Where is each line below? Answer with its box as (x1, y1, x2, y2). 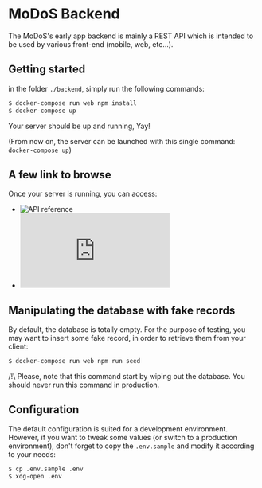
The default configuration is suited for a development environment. (8, 424, 229, 434)
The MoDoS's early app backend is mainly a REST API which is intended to (8, 31, 254, 41)
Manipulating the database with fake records (8, 303, 236, 317)
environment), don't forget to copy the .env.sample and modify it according (8, 441, 255, 451)
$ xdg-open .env (8, 472, 62, 480)
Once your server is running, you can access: (8, 189, 158, 199)
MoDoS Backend (8, 5, 121, 23)
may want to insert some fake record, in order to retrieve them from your (8, 334, 246, 343)
